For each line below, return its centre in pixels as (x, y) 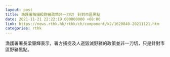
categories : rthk (24, 28)
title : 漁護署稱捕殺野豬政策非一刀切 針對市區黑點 (53, 14)
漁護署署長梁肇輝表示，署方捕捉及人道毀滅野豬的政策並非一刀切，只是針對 (83, 43)
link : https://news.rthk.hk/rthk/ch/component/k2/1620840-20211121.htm (82, 24)
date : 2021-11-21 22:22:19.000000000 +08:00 (53, 19)
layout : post (19, 10)
